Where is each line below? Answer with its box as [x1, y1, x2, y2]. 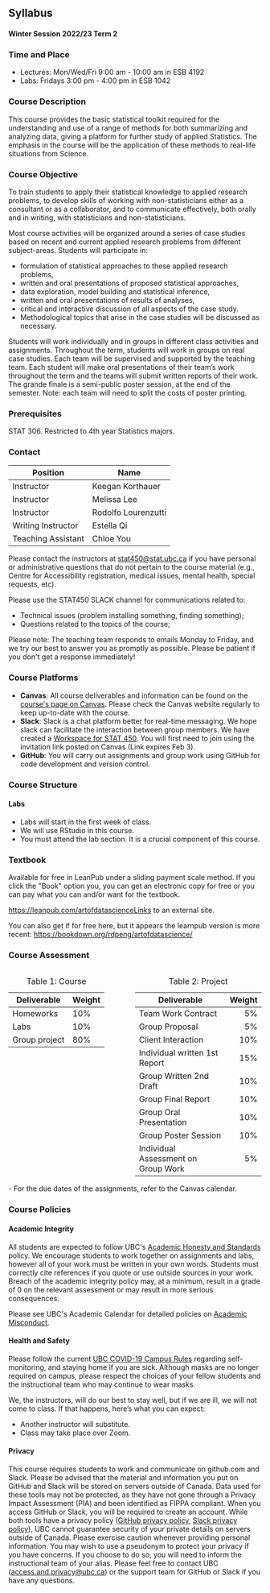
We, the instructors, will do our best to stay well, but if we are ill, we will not [8, 1395, 257, 1404]
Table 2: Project [168, 976, 228, 987]
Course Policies [8, 1204, 72, 1215]
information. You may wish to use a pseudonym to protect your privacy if [8, 1541, 249, 1551]
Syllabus [8, 6, 54, 20]
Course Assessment [8, 950, 90, 961]
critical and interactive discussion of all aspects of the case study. [19, 304, 239, 313]
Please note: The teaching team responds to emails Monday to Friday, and [8, 635, 255, 645]
